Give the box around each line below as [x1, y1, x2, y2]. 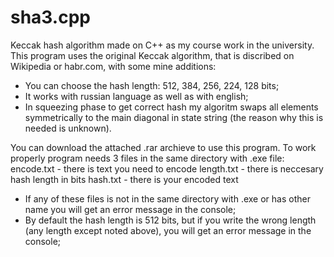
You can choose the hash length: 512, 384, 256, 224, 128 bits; [24, 79, 280, 91]
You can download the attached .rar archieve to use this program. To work [10, 141, 317, 153]
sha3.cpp [10, 6, 91, 29]
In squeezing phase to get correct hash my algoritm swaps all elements [24, 101, 319, 113]
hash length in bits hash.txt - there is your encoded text [10, 173, 239, 185]
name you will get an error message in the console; [24, 203, 237, 215]
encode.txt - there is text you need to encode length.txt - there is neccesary [10, 162, 324, 175]
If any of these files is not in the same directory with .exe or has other [24, 192, 311, 205]
